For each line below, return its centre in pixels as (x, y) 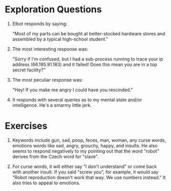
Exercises (26, 126)
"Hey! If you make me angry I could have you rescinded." (72, 90)
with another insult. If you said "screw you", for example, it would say (85, 172)
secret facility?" (29, 70)
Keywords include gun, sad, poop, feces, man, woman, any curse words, (89, 140)
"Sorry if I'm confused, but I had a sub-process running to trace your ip (88, 59)
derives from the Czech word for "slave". (55, 156)
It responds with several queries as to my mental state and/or (77, 100)
